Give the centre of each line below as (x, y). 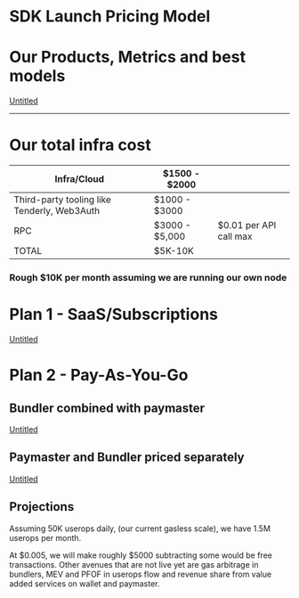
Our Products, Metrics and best (128, 57)
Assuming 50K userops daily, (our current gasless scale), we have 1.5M (140, 528)
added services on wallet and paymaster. (85, 583)
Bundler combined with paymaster (107, 408)
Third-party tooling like (62, 200)
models (37, 76)
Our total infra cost (80, 145)
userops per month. (45, 537)
